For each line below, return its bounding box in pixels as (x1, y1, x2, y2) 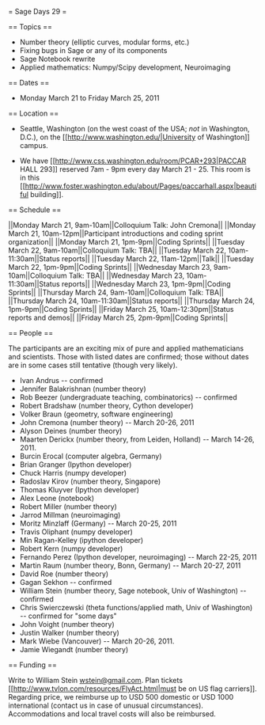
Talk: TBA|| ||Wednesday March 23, (68, 271, 185, 280)
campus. (19, 141, 49, 150)
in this (19, 173, 40, 182)
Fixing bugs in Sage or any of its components (19, 46, 168, 55)
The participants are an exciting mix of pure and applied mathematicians (8, 344, 244, 353)
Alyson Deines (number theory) (19, 427, 123, 435)
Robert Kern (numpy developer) (19, 544, 123, 553)
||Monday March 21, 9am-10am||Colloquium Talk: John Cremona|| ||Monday (8, 221, 256, 230)
